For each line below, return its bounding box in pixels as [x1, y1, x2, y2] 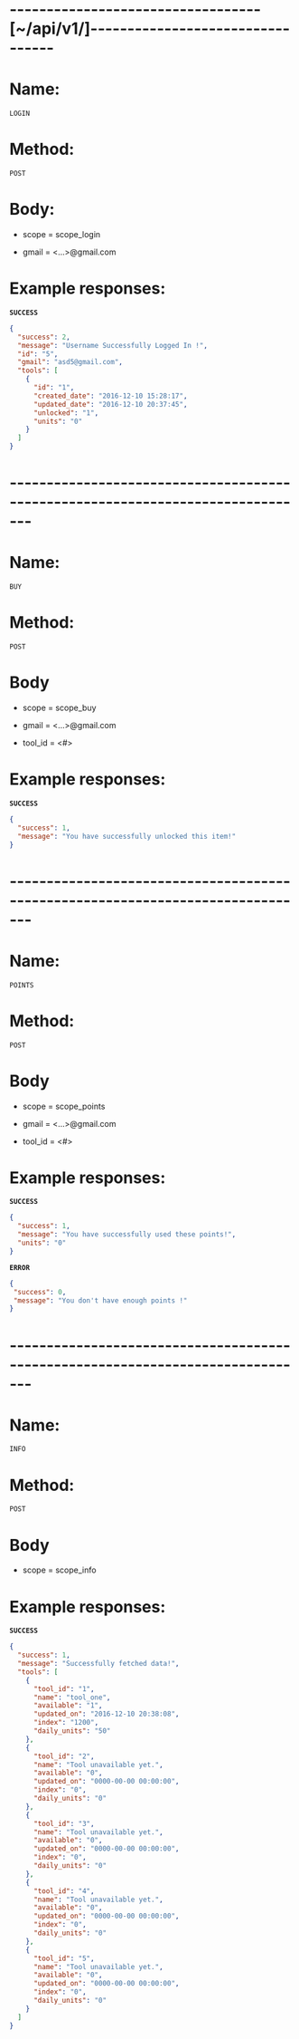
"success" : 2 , [17, 332, 70, 341]
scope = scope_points [22, 1101, 106, 1111]
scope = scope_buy [22, 702, 97, 714]
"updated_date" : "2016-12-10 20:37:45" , [33, 399, 188, 409]
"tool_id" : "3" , [33, 1819, 95, 1828]
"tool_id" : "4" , [33, 1886, 95, 1896]
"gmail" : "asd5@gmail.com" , [17, 358, 124, 367]
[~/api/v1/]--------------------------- [9, 18, 291, 39]
